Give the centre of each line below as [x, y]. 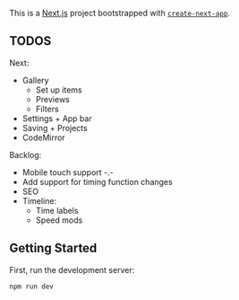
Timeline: [39, 200]
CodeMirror [43, 137]
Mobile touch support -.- [68, 172]
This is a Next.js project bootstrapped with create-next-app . [120, 13]
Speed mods [59, 220]
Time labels [57, 210]
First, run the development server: [72, 269]
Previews [52, 99]
